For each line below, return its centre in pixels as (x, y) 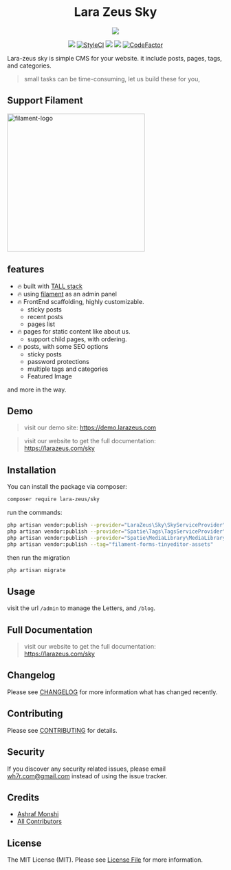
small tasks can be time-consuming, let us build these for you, (112, 79)
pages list (41, 324)
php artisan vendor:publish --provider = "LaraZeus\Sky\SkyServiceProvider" (117, 525)
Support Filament (45, 101)
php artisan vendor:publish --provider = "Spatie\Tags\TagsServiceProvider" (117, 532)
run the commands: (35, 513)
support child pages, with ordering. (77, 339)
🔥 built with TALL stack (49, 286)
